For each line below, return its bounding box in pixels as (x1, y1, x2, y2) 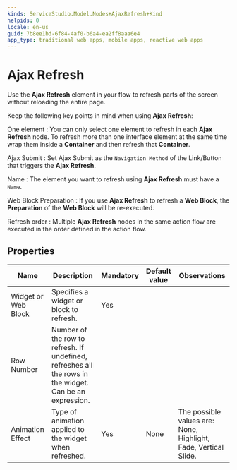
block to (51, 304, 79, 314)
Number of (51, 325, 87, 335)
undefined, (51, 351, 87, 361)
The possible (178, 406, 221, 416)
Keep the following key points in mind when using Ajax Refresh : (7, 112, 193, 120)
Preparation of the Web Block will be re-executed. (7, 204, 155, 212)
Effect (11, 433, 31, 443)
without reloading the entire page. (7, 98, 106, 107)
